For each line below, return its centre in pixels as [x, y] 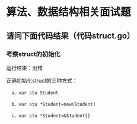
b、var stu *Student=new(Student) [54, 104]
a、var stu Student [35, 93]
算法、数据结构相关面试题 [69, 12]
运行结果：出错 [24, 68]
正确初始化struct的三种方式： [42, 80]
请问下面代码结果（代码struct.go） [71, 36]
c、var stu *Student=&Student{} [51, 116]
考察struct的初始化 [33, 54]
